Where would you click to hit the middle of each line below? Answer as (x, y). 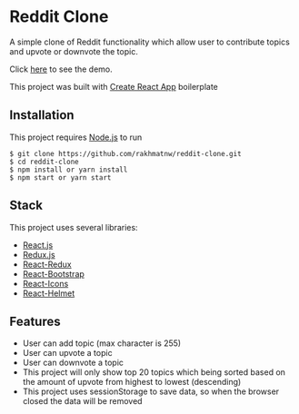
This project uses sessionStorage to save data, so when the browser (151, 391)
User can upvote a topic (67, 353)
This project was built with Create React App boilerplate (114, 86)
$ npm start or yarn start (60, 177)
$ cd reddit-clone (44, 162)
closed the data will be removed (82, 401)
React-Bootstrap (53, 273)
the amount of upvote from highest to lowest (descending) (132, 382)
